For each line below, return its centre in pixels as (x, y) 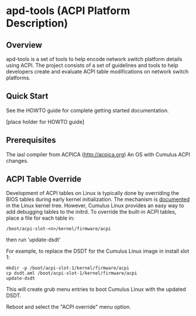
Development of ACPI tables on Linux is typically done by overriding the (93, 193)
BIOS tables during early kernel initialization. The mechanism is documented (98, 199)
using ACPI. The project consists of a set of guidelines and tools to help (92, 65)
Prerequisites (31, 140)
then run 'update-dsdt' (34, 240)
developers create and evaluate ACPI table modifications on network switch (97, 71)
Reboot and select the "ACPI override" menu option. (69, 307)
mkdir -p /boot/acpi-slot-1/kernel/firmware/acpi (68, 268)
